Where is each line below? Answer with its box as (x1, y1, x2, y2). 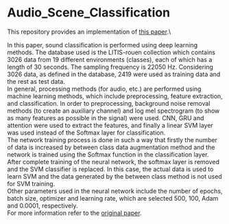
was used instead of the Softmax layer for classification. (7, 128, 166, 137)
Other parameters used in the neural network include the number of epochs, (7, 187, 223, 195)
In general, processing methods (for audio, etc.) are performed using (7, 85, 202, 93)
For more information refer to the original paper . (7, 208, 142, 217)
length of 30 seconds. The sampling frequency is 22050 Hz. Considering (7, 63, 214, 71)
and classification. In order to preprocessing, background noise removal (7, 99, 210, 107)
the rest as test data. (7, 77, 65, 85)
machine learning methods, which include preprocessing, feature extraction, (7, 91, 223, 100)
